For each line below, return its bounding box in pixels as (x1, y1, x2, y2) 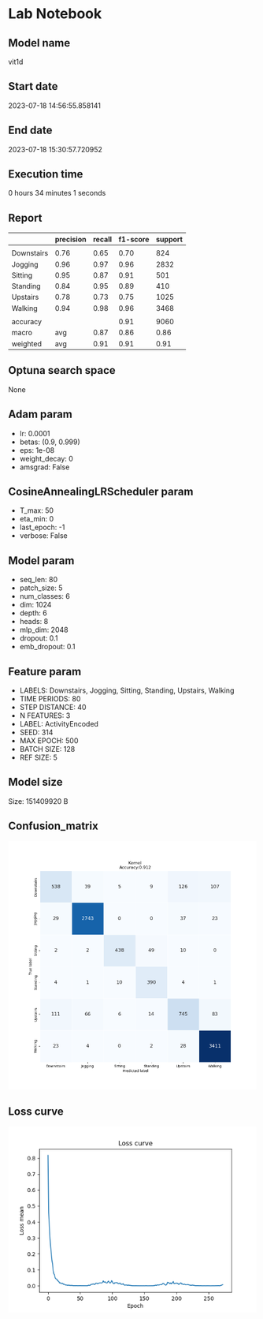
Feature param (8, 664, 82, 678)
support (156, 234, 183, 244)
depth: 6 (19, 608, 47, 618)
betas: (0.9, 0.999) (19, 437, 80, 447)
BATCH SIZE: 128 (19, 745, 76, 754)
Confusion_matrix (8, 820, 98, 833)
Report (8, 211, 43, 225)
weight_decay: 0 (19, 454, 73, 463)
